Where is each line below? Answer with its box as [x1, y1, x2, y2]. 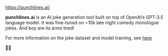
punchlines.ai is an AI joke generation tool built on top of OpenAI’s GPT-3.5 [5, 14, 164, 20]
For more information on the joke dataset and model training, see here [5, 35, 152, 41]
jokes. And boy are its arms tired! [5, 25, 75, 31]
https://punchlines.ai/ [5, 5, 50, 10]
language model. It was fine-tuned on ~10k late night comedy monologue [5, 20, 159, 25]
